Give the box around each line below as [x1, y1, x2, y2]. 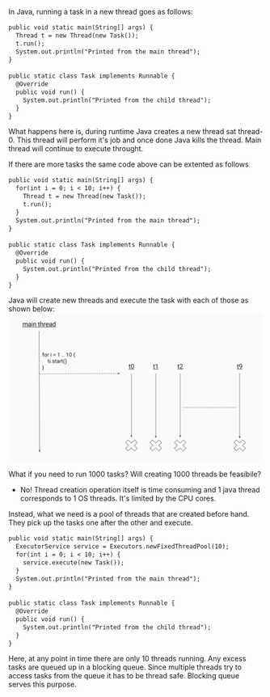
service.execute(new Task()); [23, 559, 125, 567]
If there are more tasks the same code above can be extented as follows [8, 159, 249, 169]
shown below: [8, 304, 55, 314]
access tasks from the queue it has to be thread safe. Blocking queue [8, 671, 240, 681]
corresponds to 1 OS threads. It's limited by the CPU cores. [19, 493, 217, 504]
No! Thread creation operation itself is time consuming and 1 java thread [19, 485, 260, 495]
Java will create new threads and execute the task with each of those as [8, 295, 249, 305]
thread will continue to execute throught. [8, 144, 144, 153]
